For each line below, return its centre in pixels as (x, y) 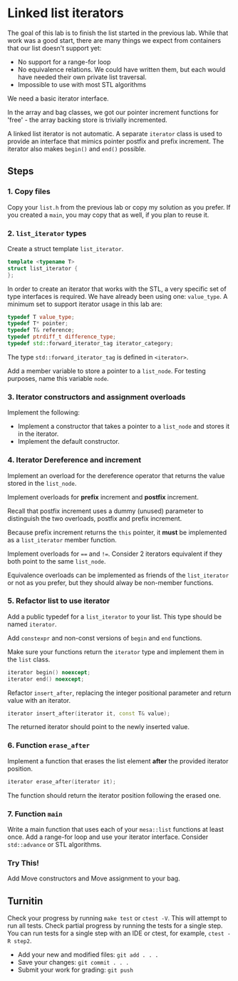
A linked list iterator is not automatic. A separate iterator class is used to (115, 133)
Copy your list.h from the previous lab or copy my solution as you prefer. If (119, 207)
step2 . (23, 941)
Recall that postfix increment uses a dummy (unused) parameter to (105, 511)
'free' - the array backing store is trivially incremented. (87, 120)
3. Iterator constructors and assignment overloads (97, 397)
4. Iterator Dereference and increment (74, 460)
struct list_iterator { (43, 268)
